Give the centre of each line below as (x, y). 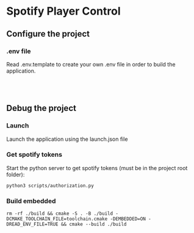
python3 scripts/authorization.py (50, 185)
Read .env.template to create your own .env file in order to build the (91, 64)
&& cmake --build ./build (94, 224)
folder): (16, 174)
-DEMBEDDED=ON (128, 219)
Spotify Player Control (63, 11)
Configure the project (48, 34)
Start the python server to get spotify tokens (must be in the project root (97, 168)
